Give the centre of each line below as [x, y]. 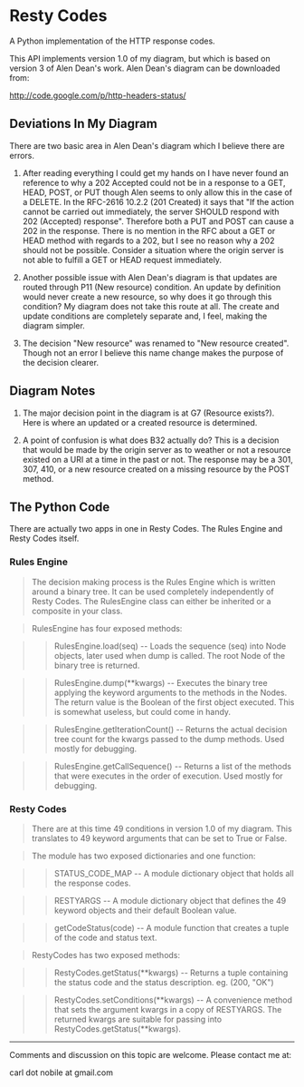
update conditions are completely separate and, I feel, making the [145, 316]
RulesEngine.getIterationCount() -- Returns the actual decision [171, 729]
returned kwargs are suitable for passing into [138, 1019]
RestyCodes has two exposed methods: [106, 955]
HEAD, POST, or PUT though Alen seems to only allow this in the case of [157, 192]
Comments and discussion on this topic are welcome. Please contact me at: [151, 1054]
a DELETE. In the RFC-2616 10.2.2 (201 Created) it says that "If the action [158, 201]
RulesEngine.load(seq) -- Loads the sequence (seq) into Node [170, 646]
